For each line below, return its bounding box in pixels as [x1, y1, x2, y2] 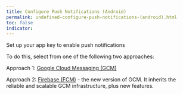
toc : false [6, 20, 33, 26]
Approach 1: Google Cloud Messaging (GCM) [6, 65, 117, 72]
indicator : [6, 25, 33, 31]
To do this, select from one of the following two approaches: [6, 53, 154, 60]
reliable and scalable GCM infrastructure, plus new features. [6, 83, 154, 90]
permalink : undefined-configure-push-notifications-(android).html [6, 14, 178, 20]
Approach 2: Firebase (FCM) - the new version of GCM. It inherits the [6, 76, 176, 83]
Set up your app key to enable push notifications [6, 42, 125, 49]
